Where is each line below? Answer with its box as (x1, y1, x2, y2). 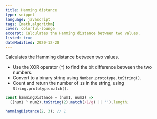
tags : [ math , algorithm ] (5, 21, 55, 27)
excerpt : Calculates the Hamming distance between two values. (5, 31, 141, 36)
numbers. (12, 69, 33, 75)
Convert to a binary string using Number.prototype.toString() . (12, 74, 142, 81)
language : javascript (5, 17, 51, 22)
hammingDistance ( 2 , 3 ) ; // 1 (5, 109, 66, 114)
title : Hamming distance (5, 7, 57, 13)
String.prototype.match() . (12, 85, 68, 91)
